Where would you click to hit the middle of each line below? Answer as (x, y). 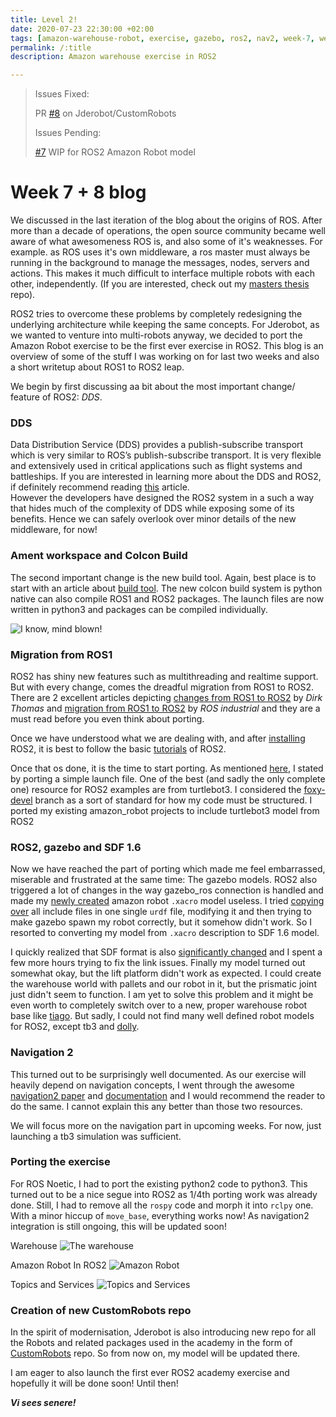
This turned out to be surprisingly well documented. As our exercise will (158, 1074)
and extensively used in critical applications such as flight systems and (156, 466)
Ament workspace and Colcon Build (99, 556)
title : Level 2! (44, 19)
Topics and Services (52, 1284)
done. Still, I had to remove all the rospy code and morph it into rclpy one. (162, 1205)
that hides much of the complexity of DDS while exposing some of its (152, 508)
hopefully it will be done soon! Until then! (94, 1383)
